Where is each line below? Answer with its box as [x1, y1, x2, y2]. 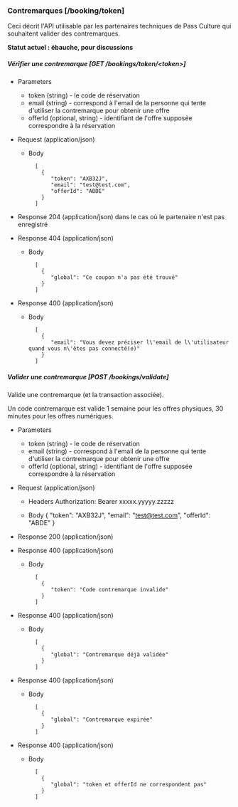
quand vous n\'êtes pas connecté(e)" [28, 345, 141, 352]
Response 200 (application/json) [17, 532, 114, 541]
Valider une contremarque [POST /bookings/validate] [7, 372, 169, 381]
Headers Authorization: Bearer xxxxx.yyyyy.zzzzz [28, 497, 175, 506]
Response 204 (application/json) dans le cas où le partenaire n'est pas [17, 213, 225, 221]
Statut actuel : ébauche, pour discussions [7, 43, 134, 52]
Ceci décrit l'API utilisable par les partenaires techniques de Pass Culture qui [7, 22, 232, 31]
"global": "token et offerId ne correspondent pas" [50, 781, 207, 788]
